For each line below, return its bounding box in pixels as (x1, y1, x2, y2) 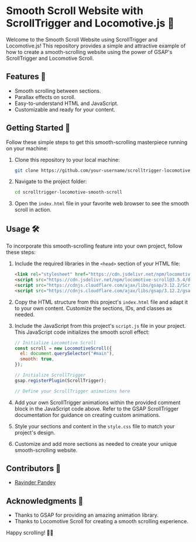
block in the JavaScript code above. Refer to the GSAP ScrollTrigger (14, 405, 179, 412)
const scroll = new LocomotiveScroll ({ (14, 345, 112, 351)
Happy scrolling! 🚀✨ (6, 529, 54, 536)
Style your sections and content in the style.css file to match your (14, 422, 175, 429)
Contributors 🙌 (6, 463, 61, 473)
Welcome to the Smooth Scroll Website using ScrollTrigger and (6, 36, 158, 43)
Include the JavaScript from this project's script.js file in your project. (14, 322, 186, 329)
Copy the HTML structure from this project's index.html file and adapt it (14, 298, 188, 306)
